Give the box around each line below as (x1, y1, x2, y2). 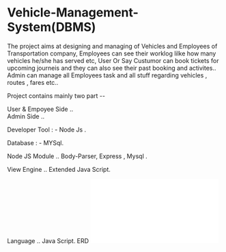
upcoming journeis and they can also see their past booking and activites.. (7, 64, 216, 72)
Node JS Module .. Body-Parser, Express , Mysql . (7, 152, 148, 160)
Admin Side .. (7, 112, 45, 121)
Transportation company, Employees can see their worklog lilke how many (7, 49, 216, 58)
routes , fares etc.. (7, 78, 59, 86)
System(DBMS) (7, 19, 96, 35)
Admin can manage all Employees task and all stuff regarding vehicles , (7, 71, 208, 79)
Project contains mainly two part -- (7, 91, 106, 100)
